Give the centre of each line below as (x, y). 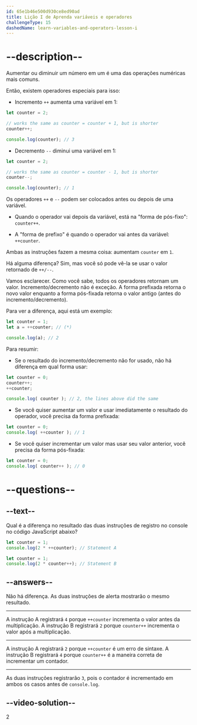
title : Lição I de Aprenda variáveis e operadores (69, 17)
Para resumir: (22, 349)
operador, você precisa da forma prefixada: (67, 416)
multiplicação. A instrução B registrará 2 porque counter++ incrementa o (93, 626)
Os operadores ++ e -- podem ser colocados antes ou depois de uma (90, 199)
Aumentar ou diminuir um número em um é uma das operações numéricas (96, 73)
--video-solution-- (41, 702)
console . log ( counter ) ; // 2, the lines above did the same (82, 399)
